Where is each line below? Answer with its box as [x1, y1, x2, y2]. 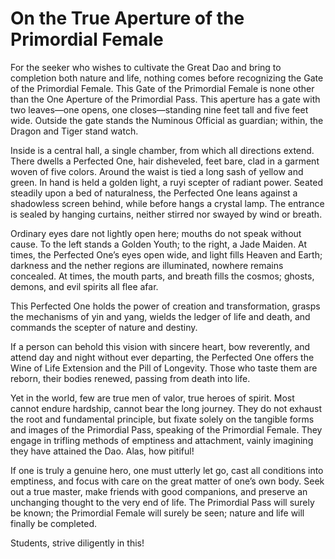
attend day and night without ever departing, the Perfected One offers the [10, 351, 315, 363]
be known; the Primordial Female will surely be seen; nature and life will [10, 507, 305, 519]
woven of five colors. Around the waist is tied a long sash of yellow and [10, 165, 304, 177]
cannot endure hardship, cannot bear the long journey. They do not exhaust [10, 402, 323, 414]
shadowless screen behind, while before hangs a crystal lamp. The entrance [10, 197, 325, 209]
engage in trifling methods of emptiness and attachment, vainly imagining [10, 434, 314, 446]
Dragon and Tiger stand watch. [10, 125, 139, 137]
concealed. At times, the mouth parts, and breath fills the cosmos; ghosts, [10, 270, 315, 282]
